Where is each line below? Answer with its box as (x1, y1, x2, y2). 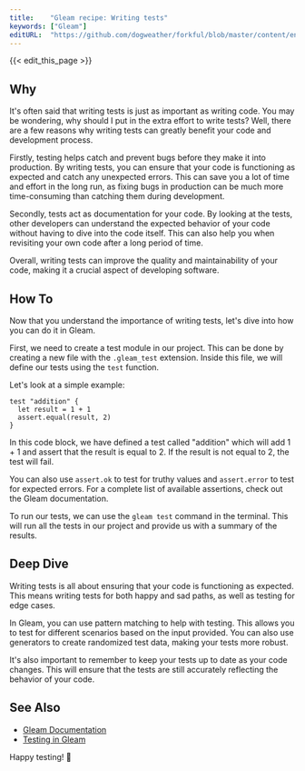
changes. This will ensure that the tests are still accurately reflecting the (9, 664, 279, 675)
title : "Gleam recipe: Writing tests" (9, 13, 169, 23)
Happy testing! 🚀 (9, 751, 72, 762)
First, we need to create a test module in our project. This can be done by (9, 343, 284, 353)
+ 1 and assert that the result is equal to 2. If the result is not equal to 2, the (9, 446, 290, 457)
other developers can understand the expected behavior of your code (9, 218, 271, 229)
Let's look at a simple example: (9, 379, 125, 390)
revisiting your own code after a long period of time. (9, 237, 204, 248)
